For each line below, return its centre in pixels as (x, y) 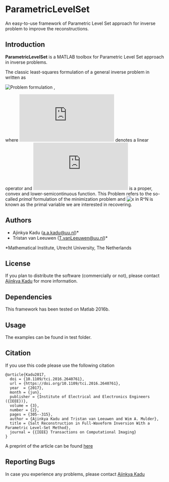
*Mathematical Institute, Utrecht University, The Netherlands (68, 248)
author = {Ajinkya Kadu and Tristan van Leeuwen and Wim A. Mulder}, (84, 419)
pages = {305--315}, (31, 414)
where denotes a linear (77, 140)
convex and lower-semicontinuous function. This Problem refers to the (79, 194)
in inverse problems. (26, 62)
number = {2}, (24, 410)
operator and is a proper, (79, 188)
